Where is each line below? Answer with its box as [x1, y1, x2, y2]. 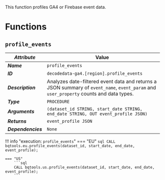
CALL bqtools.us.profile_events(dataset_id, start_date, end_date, [14, 165, 155, 170]
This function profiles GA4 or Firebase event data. [5, 4, 107, 10]
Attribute [14, 54, 36, 61]
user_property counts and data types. [47, 90, 134, 97]
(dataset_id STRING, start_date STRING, [47, 106, 143, 112]
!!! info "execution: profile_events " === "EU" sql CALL [5, 138, 115, 144]
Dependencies [7, 126, 43, 133]
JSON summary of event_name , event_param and [47, 84, 156, 91]
